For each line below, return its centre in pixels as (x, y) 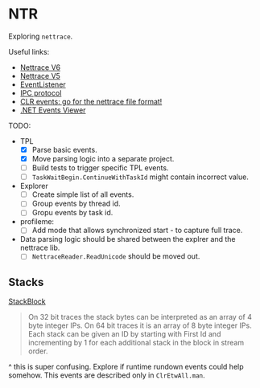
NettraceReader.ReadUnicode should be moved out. (116, 256)
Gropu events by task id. (72, 213)
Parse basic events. (65, 149)
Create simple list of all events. (83, 194)
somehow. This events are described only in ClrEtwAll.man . (107, 375)
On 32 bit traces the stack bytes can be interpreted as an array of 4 (140, 317)
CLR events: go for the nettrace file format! (91, 101)
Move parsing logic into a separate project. (103, 159)
